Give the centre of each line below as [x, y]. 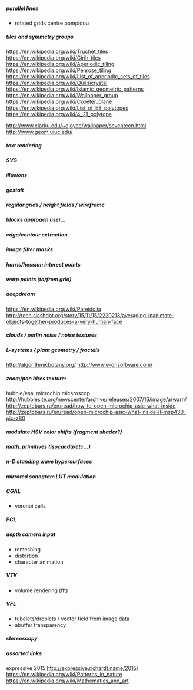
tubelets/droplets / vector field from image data [72, 619]
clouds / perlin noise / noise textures [52, 335]
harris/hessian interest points [44, 264]
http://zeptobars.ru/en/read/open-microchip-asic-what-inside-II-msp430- [96, 412]
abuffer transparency [40, 625]
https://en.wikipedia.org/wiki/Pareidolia [54, 309]
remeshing [28, 549]
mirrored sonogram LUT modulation [51, 476]
